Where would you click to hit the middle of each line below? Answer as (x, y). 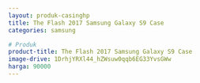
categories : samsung (42, 30)
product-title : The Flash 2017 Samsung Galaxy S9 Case (100, 52)
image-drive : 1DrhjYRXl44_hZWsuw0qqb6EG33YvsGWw (90, 59)
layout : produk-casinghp (49, 15)
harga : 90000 (30, 67)
